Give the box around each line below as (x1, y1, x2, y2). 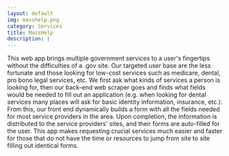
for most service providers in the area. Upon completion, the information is (7, 112, 217, 120)
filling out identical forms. (7, 142, 79, 150)
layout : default (7, 10, 53, 17)
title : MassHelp (7, 29, 53, 36)
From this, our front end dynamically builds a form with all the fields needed (7, 105, 220, 114)
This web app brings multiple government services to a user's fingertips (7, 54, 211, 62)
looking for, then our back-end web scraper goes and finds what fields (7, 83, 206, 92)
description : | (7, 36, 51, 42)
